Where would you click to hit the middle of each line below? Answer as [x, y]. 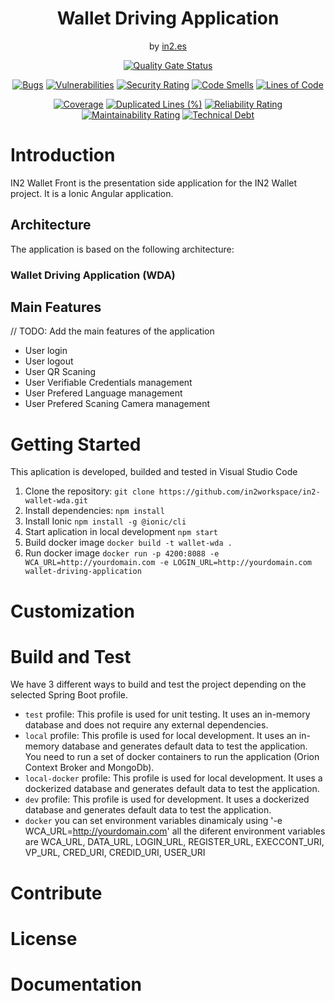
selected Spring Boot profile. [69, 695]
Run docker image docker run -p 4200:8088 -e [122, 553]
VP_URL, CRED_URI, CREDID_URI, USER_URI [115, 853]
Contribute [56, 893]
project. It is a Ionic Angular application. [92, 193]
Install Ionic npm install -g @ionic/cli [105, 521]
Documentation [76, 984]
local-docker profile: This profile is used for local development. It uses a [173, 778]
